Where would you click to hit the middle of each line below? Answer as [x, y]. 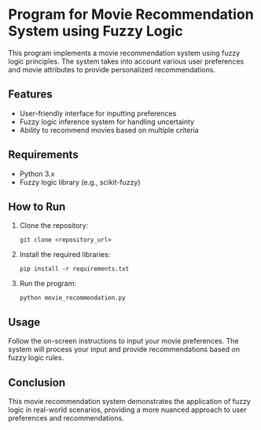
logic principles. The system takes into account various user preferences [126, 61]
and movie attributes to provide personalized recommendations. [112, 69]
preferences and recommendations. [66, 418]
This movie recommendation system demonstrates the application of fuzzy [130, 401]
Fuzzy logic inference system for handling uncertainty [107, 121]
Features [30, 95]
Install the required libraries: [65, 255]
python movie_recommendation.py [72, 298]
